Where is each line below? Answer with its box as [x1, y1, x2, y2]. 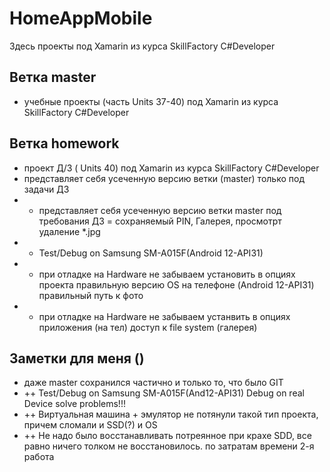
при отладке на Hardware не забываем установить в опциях [38, 268, 296, 280]
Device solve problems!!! [23, 398, 126, 410]
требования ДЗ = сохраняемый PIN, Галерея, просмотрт [38, 215, 282, 227]
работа [23, 451, 55, 463]
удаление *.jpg [38, 225, 101, 237]
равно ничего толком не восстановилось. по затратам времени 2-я [23, 440, 315, 452]
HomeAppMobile [9, 7, 153, 30]
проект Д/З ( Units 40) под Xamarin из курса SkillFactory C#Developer [23, 162, 320, 174]
